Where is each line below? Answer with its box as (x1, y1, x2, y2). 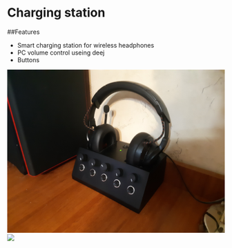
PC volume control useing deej (17, 48, 105, 57)
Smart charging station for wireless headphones (17, 41, 155, 49)
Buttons (17, 55, 40, 64)
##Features (7, 28, 40, 36)
